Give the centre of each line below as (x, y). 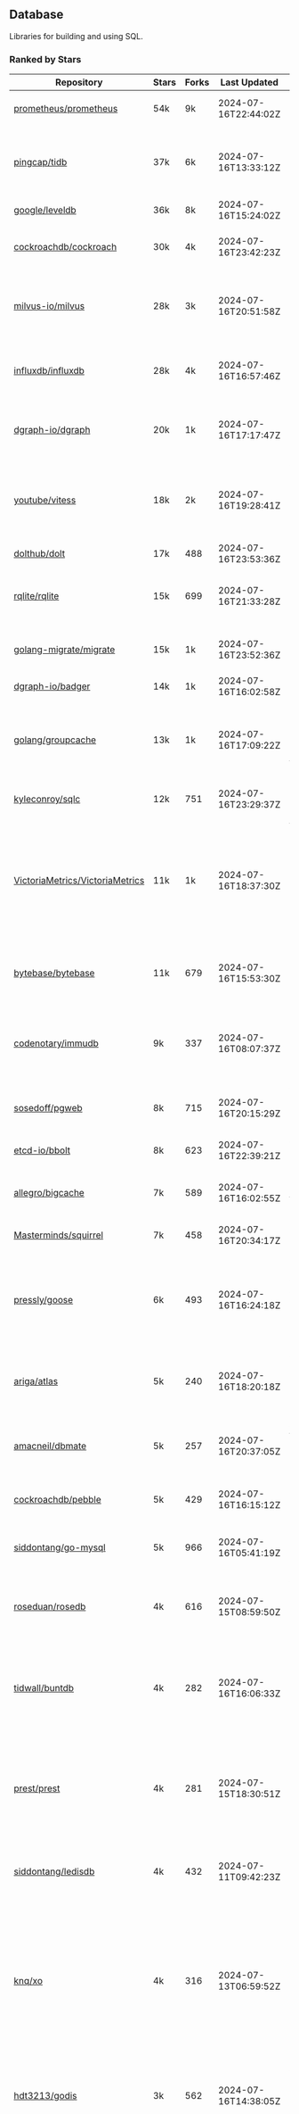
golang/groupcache (55, 740)
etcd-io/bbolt (42, 1150)
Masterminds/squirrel (59, 1235)
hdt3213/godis (45, 2096)
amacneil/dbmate (50, 1447)
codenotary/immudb (57, 1043)
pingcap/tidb (40, 162)
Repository (79, 82)
